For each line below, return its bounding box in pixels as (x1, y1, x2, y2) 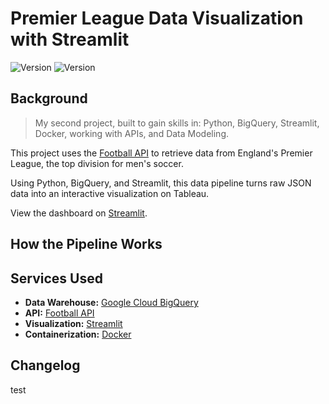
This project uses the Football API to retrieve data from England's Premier (10, 147, 313, 159)
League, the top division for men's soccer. (10, 157, 184, 169)
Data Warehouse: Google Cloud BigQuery (24, 296, 199, 308)
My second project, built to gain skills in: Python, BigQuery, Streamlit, (34, 117, 320, 129)
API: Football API (24, 307, 95, 319)
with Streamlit (10, 28, 130, 51)
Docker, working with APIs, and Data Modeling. (34, 127, 230, 139)
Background (10, 90, 88, 107)
